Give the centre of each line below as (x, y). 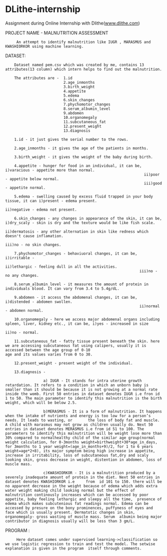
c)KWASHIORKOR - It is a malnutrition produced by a (99, 473)
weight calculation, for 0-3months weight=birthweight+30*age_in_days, (81, 442)
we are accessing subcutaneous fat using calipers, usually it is (76, 345)
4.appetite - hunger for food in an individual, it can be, (78, 166)
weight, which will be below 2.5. (41, 403)
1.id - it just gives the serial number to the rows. (71, 139)
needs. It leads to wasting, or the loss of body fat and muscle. (82, 420)
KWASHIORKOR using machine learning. (44, 46)
